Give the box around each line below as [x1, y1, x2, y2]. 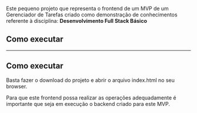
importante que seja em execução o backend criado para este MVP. [6, 100, 170, 107]
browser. [6, 83, 28, 90]
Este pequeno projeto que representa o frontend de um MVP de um [6, 5, 169, 12]
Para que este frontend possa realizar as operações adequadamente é [6, 94, 176, 101]
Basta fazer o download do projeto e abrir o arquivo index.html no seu [6, 76, 175, 84]
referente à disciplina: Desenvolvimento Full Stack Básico [6, 18, 148, 24]
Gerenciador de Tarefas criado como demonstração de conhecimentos [6, 11, 178, 18]
